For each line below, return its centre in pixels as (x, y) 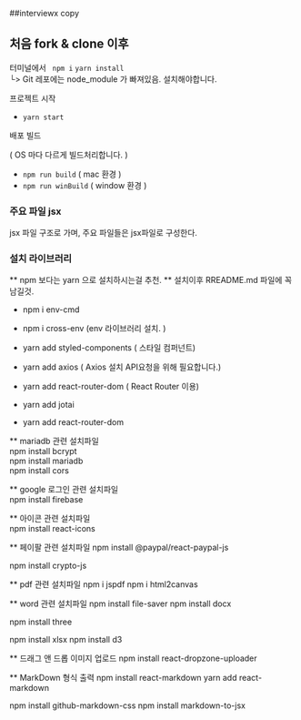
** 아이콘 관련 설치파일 (50, 519)
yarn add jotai (48, 405)
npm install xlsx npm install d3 (66, 640)
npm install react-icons (52, 529)
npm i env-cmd (51, 309)
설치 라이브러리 (41, 259)
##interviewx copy (45, 13)
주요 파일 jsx (35, 211)
